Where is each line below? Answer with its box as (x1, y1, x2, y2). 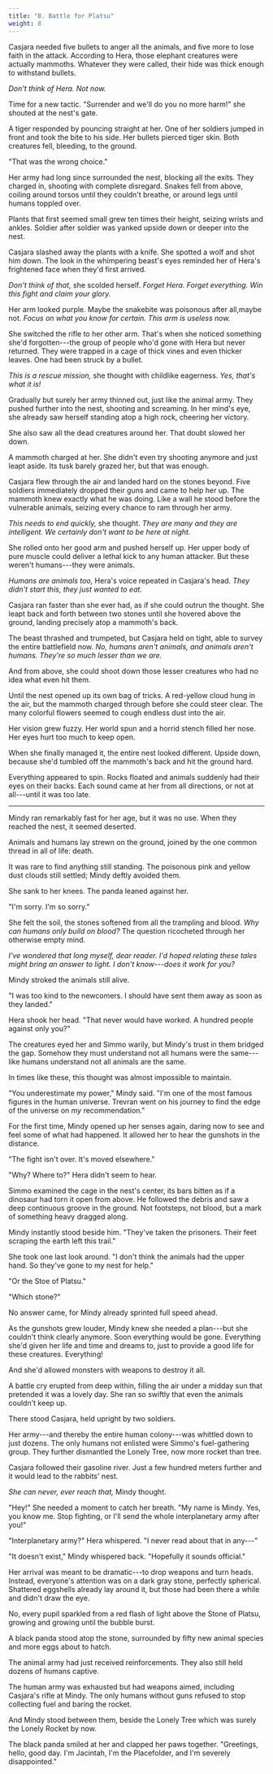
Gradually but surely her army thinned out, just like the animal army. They (8, 395, 253, 405)
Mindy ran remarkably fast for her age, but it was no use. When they (8, 813, 237, 822)
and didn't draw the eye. (8, 1593, 90, 1603)
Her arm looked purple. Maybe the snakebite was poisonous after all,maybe (8, 304, 262, 314)
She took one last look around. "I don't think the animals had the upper (8, 1251, 245, 1261)
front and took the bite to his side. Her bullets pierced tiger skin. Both (8, 132, 240, 142)
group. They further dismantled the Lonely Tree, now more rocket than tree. (8, 1447, 262, 1456)
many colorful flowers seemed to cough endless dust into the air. (8, 708, 226, 718)
